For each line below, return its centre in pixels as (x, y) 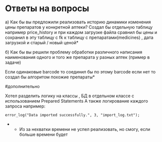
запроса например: (25, 106)
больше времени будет (43, 134)
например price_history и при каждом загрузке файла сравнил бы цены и (81, 32)
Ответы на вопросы (47, 9)
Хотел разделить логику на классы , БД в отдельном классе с (70, 96)
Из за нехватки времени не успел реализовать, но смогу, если (85, 129)
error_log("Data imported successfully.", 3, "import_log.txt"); (72, 115)
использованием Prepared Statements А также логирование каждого (77, 101)
